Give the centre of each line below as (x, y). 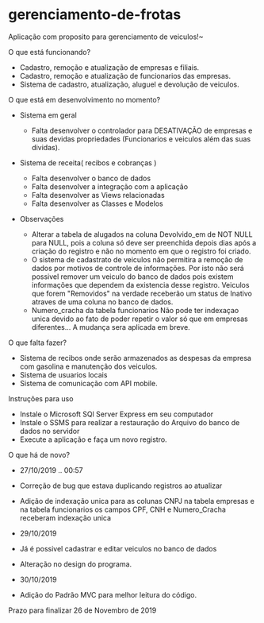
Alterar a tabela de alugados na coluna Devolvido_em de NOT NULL (142, 234)
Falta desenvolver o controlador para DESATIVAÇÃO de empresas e (142, 130)
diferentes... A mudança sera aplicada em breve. (111, 327)
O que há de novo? (39, 455)
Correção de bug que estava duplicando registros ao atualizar (121, 486)
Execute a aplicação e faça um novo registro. (94, 439)
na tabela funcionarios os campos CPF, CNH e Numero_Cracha (122, 509)
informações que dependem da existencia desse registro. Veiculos (140, 284)
